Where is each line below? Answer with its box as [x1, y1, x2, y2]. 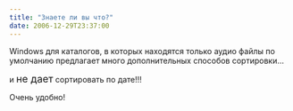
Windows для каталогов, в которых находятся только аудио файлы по [9, 45, 275, 56]
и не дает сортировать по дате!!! [9, 72, 143, 85]
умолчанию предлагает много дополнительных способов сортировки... [9, 55, 284, 66]
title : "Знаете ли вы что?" [9, 12, 114, 22]
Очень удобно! [9, 91, 65, 102]
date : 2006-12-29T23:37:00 [9, 21, 110, 30]
